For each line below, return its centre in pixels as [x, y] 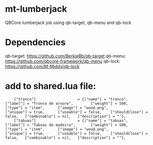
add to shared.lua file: [51, 86]
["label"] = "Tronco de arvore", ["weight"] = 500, [67, 103]
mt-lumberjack [36, 9]
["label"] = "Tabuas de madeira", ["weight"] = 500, [67, 125]
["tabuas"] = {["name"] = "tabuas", [71, 121]
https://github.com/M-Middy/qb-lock [42, 66]
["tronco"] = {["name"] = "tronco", [71, 99]
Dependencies [35, 42]
